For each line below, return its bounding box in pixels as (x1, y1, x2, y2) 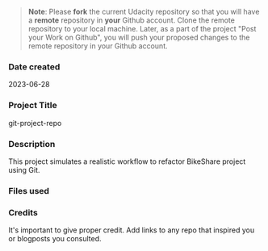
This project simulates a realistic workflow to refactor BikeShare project (8, 157, 246, 166)
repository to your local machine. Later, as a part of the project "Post (27, 24, 257, 33)
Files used (8, 185, 50, 196)
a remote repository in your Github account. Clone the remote (27, 15, 236, 25)
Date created (8, 61, 61, 72)
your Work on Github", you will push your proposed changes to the (27, 32, 250, 42)
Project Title (8, 100, 58, 111)
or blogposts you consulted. (8, 234, 103, 244)
